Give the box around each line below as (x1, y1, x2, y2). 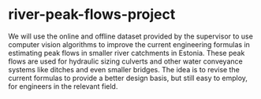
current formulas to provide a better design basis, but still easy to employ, (8, 73, 248, 82)
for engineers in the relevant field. (8, 81, 118, 91)
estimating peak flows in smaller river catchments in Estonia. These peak (8, 48, 245, 57)
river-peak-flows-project (8, 5, 176, 24)
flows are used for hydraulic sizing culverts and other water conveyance (8, 57, 243, 66)
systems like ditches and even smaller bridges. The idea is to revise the (8, 64, 240, 74)
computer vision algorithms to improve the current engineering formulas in (8, 39, 251, 49)
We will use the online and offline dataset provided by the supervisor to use (8, 31, 254, 41)
